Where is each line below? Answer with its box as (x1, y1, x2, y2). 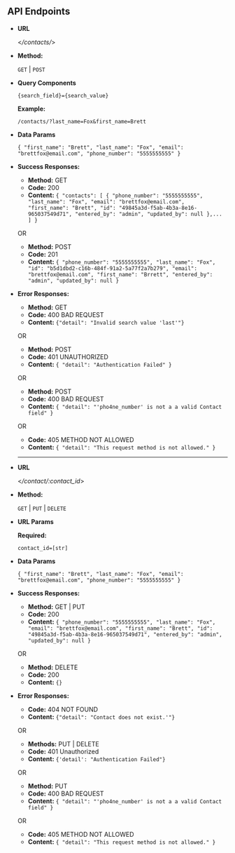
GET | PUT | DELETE (17, 504, 66, 512)
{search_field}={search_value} (17, 92, 109, 99)
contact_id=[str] (17, 544, 69, 551)
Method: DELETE (27, 663, 78, 671)
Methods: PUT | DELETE (27, 739, 99, 748)
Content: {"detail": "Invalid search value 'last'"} (27, 318, 185, 326)
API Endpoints (7, 6, 71, 18)
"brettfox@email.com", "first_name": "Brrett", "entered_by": (27, 271, 213, 278)
